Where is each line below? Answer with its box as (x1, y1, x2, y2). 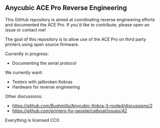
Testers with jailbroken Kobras (12, 79, 73, 85)
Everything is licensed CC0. (5, 117, 61, 123)
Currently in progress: (5, 51, 49, 57)
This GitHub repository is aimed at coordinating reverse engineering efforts (5, 16, 155, 22)
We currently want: (5, 70, 43, 75)
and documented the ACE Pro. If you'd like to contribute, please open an (5, 22, 149, 28)
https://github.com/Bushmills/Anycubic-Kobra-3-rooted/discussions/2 (12, 102, 153, 108)
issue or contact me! (5, 27, 46, 33)
